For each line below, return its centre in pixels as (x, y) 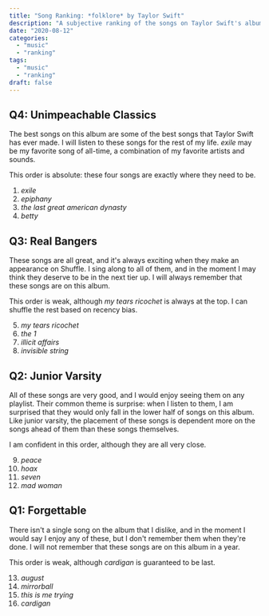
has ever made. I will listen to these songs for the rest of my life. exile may (131, 143)
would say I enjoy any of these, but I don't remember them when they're (128, 538)
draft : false (31, 82)
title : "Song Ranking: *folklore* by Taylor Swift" (97, 16)
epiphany (36, 199)
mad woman (41, 485)
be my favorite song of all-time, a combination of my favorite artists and (127, 151)
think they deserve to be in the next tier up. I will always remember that (126, 277)
